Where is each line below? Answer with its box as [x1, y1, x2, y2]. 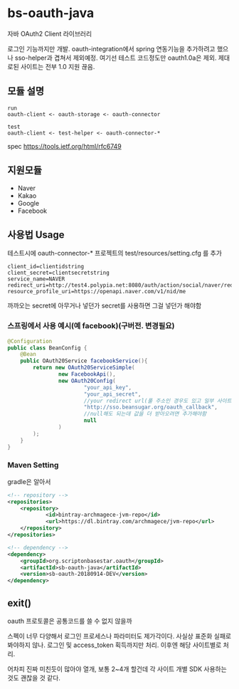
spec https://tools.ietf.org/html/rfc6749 [7, 142, 122, 150]
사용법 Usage [7, 228, 65, 241]
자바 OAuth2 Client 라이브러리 [7, 29, 92, 38]
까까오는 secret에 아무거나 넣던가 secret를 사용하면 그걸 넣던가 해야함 [7, 301, 202, 310]
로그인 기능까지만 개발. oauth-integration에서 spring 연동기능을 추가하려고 [7, 44, 216, 53]
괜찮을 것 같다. [20, 674, 60, 683]
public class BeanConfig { [7, 344, 87, 352]
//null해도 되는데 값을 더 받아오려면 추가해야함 [83, 411, 207, 418]
